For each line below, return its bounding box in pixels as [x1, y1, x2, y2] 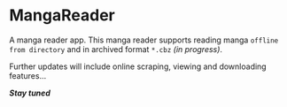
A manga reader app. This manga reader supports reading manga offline [9, 34, 279, 45]
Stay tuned [9, 88, 51, 98]
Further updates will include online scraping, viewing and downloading [9, 61, 268, 72]
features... [9, 70, 47, 80]
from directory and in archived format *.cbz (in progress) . [9, 43, 223, 54]
